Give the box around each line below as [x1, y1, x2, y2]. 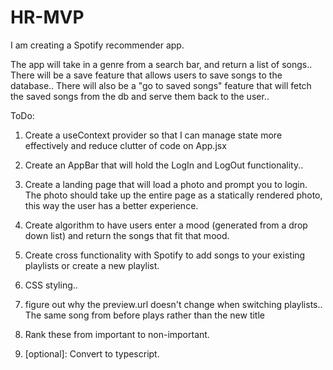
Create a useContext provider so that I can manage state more [24, 129, 283, 141]
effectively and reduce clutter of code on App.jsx [24, 139, 227, 151]
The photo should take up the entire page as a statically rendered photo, [24, 189, 323, 201]
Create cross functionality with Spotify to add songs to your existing [24, 249, 306, 261]
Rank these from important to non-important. [24, 328, 210, 340]
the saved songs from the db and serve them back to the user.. [10, 90, 270, 102]
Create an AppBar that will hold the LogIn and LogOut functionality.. [24, 159, 304, 171]
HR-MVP [10, 6, 85, 29]
